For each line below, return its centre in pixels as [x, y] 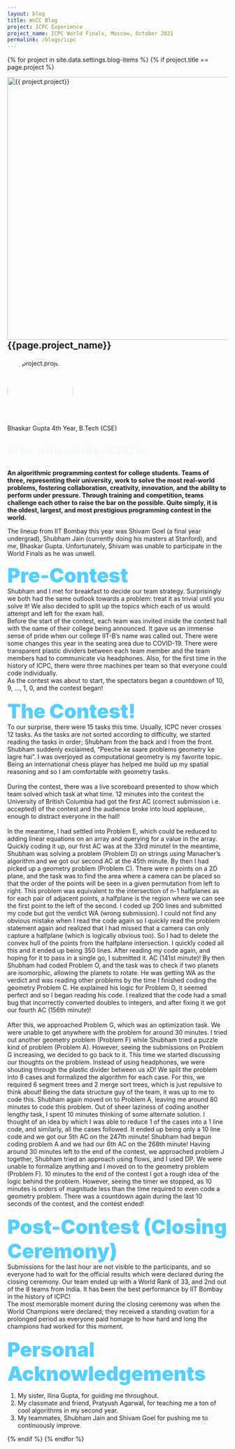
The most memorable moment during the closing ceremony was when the [114, 1304]
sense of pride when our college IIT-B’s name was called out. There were [113, 636]
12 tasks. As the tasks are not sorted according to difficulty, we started [109, 734]
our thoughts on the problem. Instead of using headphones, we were [106, 1062]
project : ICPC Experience [45, 27]
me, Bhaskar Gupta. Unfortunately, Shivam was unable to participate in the [115, 546]
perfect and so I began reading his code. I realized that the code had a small [117, 995]
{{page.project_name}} [59, 345]
